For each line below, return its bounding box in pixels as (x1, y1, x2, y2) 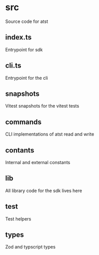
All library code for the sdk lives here (5, 187, 82, 194)
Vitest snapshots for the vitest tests (5, 103, 80, 109)
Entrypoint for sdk (5, 46, 43, 52)
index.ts (5, 33, 32, 42)
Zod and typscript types (5, 244, 56, 250)
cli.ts (5, 61, 22, 70)
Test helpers (5, 215, 31, 222)
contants (5, 146, 35, 154)
